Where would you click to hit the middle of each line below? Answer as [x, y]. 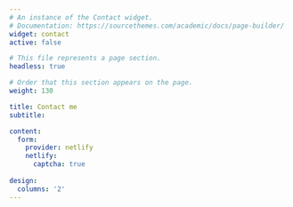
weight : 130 [31, 91]
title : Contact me [43, 107]
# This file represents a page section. [85, 59]
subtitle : [28, 115]
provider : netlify [59, 147]
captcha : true [59, 164]
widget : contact [39, 34]
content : [25, 131]
